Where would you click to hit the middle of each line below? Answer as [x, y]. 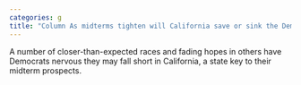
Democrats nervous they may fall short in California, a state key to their [140, 61]
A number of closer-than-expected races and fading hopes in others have [146, 51]
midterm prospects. [46, 70]
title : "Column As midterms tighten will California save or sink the [144, 26]
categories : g [36, 17]
